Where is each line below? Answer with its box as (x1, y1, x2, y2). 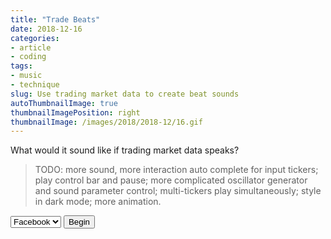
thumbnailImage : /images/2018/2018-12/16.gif (10, 117, 203, 127)
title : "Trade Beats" (10, 14, 101, 25)
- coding (10, 52, 47, 62)
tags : (10, 61, 33, 71)
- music (10, 71, 43, 81)
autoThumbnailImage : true (10, 98, 118, 108)
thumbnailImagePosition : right (10, 107, 141, 118)
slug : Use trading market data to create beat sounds (10, 89, 240, 99)
